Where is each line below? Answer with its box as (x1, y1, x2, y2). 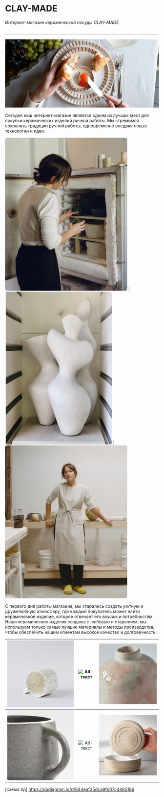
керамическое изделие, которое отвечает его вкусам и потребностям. (5, 614, 154, 619)
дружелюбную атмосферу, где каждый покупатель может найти (5, 609, 140, 615)
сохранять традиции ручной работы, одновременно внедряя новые (5, 123, 147, 129)
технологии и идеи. (5, 128, 45, 134)
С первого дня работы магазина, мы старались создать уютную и (5, 603, 143, 609)
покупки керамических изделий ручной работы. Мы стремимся (5, 118, 139, 124)
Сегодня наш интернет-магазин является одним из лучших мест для (5, 113, 149, 118)
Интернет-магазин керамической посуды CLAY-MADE (5, 19, 119, 25)
